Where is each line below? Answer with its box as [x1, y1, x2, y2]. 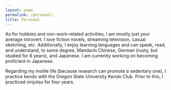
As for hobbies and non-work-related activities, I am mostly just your [5, 31, 150, 37]
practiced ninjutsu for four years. [5, 79, 75, 85]
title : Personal [5, 17, 40, 22]
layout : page [5, 7, 33, 13]
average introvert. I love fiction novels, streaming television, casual [5, 36, 146, 42]
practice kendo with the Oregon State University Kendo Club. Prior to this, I [5, 74, 163, 80]
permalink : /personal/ [5, 12, 54, 17]
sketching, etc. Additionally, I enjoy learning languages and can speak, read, [5, 42, 166, 48]
